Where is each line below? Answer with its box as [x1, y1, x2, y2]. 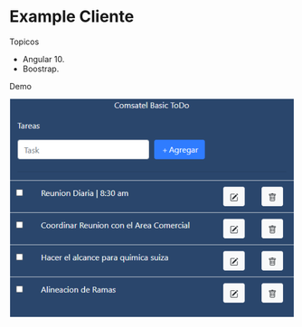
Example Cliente [9, 6, 135, 27]
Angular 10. [22, 53, 65, 64]
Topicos [9, 36, 40, 47]
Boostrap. [22, 63, 60, 74]
